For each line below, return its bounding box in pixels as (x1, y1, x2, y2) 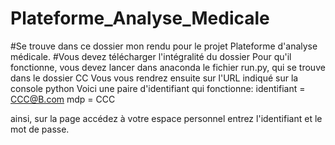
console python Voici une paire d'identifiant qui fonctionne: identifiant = (10, 82, 306, 94)
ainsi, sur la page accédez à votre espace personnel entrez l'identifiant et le (10, 112, 323, 124)
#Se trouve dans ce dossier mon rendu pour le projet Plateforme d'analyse (10, 40, 318, 52)
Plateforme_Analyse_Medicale (10, 7, 270, 30)
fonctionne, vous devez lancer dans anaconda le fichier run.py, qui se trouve (10, 61, 326, 73)
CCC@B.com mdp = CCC (10, 93, 116, 105)
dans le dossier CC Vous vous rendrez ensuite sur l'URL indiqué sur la (10, 72, 299, 84)
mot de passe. (10, 123, 70, 135)
